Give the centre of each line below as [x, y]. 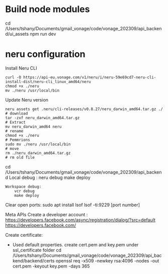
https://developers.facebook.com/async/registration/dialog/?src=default [80, 220]
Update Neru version [27, 100]
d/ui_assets [17, 34]
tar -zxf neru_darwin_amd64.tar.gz [43, 118]
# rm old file [20, 157]
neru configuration [45, 54]
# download [17, 113]
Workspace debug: [23, 187]
